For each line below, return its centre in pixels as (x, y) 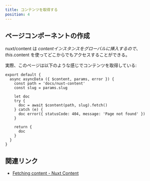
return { (23, 127)
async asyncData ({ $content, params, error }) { (62, 79)
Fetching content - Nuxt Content (45, 173)
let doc (22, 97)
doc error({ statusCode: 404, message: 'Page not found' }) (82, 114)
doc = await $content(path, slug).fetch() (63, 105)
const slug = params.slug (41, 88)
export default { (23, 75)
